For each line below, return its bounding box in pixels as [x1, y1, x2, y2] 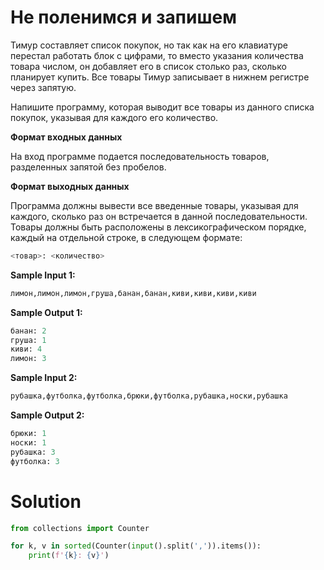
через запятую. [10, 81, 77, 93]
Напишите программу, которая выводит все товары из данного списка [10, 101, 315, 113]
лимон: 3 [10, 354, 47, 364]
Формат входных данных [10, 131, 123, 143]
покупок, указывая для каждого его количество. [10, 111, 219, 123]
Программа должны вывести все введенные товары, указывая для [10, 199, 299, 211]
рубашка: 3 [10, 447, 56, 457]
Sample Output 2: [10, 409, 85, 421]
